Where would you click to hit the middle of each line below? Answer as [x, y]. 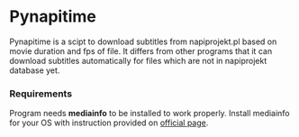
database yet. [35, 70]
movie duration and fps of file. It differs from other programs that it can [141, 50]
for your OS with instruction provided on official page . [109, 123]
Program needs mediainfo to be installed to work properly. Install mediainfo [149, 114]
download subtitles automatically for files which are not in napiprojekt [138, 60]
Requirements [41, 94]
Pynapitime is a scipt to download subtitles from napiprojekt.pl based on [143, 41]
